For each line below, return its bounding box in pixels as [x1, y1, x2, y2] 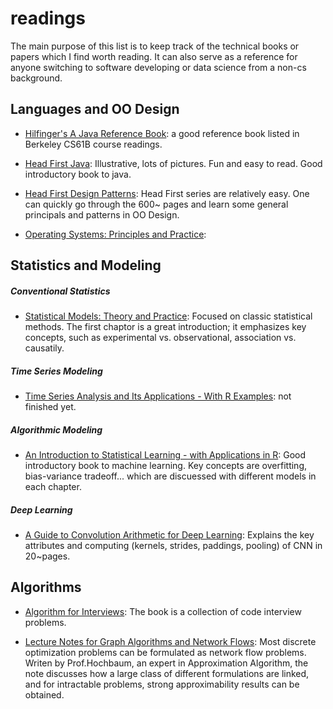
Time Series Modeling [10, 365, 103, 377]
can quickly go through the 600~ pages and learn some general [24, 198, 289, 210]
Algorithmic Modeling [10, 423, 103, 436]
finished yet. [24, 401, 77, 413]
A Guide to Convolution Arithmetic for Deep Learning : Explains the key [24, 529, 315, 541]
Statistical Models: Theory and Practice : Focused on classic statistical [24, 310, 313, 322]
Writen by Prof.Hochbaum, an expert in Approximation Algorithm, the [24, 657, 309, 669]
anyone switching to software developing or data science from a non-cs [10, 61, 307, 73]
